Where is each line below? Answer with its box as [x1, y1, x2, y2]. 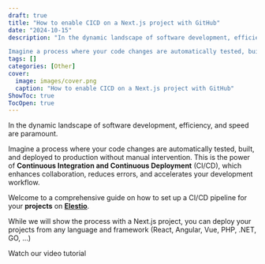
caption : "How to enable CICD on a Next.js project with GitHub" [15, 84, 235, 92]
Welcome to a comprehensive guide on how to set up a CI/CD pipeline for [8, 193, 247, 203]
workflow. [8, 178, 40, 188]
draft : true [8, 11, 47, 20]
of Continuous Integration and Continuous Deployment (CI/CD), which [8, 161, 242, 170]
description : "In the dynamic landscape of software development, [8, 33, 231, 42]
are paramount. [8, 129, 58, 139]
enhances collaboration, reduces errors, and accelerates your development [8, 169, 253, 179]
